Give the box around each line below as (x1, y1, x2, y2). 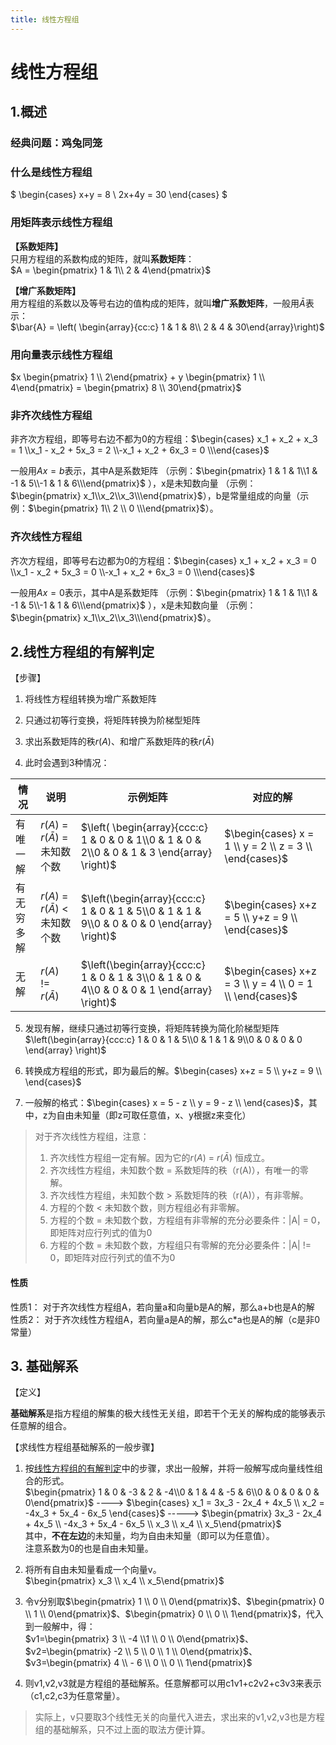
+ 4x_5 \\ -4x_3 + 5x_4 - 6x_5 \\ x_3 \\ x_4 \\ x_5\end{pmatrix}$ (24, 1518, 282, 1530)
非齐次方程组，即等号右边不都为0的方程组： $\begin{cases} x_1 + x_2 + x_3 (10, 433, 318, 445)
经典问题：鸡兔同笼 (10, 136, 103, 150)
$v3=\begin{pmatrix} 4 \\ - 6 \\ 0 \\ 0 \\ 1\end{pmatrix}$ (24, 1657, 253, 1669)
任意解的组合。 (10, 1420, 72, 1432)
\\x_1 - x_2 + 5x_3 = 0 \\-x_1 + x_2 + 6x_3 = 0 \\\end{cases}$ (10, 566, 256, 578)
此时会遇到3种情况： (24, 757, 110, 769)
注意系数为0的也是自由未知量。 (24, 1542, 154, 1555)
